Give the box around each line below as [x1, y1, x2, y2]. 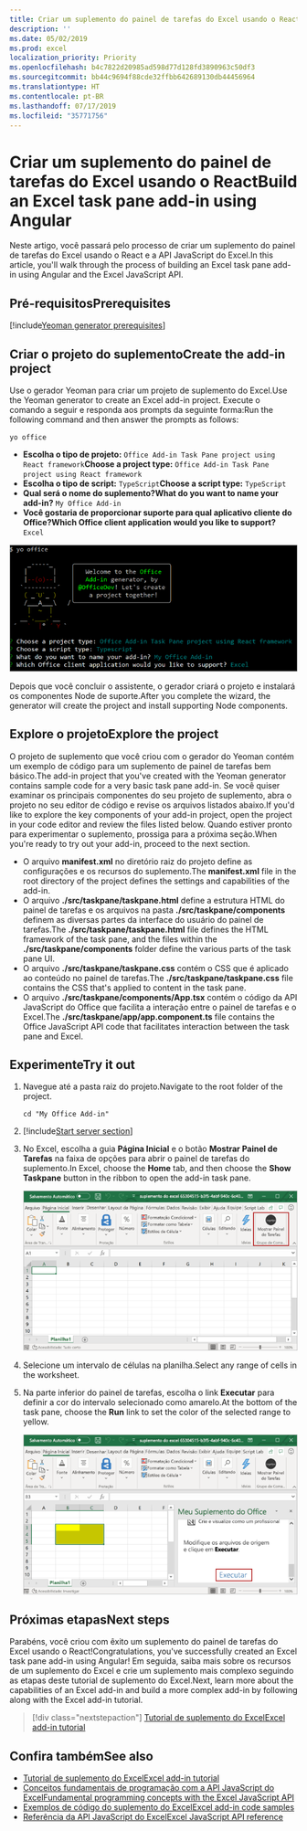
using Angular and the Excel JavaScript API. [17, 270, 185, 280]
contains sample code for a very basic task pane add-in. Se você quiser [9, 779, 281, 790]
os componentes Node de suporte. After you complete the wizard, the [9, 690, 271, 701]
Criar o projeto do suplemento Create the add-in [9, 346, 286, 362]
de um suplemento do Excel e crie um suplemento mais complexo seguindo [9, 1666, 294, 1677]
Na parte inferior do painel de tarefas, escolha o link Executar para [22, 1387, 275, 1398]
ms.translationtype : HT [9, 82, 101, 91]
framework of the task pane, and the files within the [22, 933, 217, 945]
